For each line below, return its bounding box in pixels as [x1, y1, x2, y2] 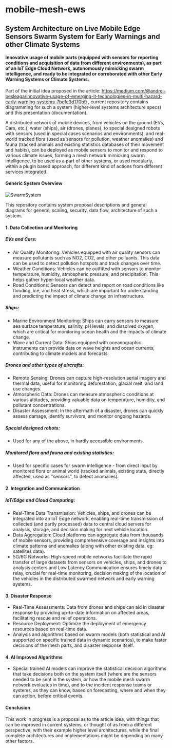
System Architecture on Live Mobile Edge [5, 24, 141, 33]
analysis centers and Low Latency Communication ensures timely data [12, 564, 163, 571]
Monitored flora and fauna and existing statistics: [5, 450, 114, 456]
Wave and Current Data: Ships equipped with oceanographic [12, 339, 141, 345]
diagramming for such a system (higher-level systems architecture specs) [5, 104, 162, 110]
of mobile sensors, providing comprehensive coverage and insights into [12, 537, 164, 543]
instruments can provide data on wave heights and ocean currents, [12, 345, 155, 351]
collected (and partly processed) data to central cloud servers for [12, 520, 151, 527]
